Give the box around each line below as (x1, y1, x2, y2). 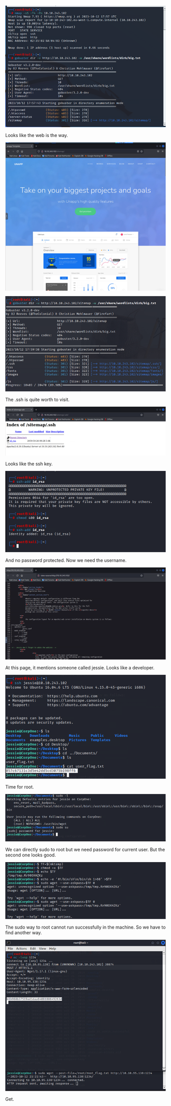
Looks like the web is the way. (5, 132, 68, 139)
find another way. (5, 929, 42, 936)
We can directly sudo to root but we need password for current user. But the (5, 847, 165, 853)
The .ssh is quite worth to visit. (5, 396, 70, 402)
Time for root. (5, 783, 34, 790)
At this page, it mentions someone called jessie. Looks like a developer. (5, 665, 155, 671)
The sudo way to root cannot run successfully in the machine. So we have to (5, 924, 166, 930)
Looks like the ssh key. (5, 461, 53, 467)
